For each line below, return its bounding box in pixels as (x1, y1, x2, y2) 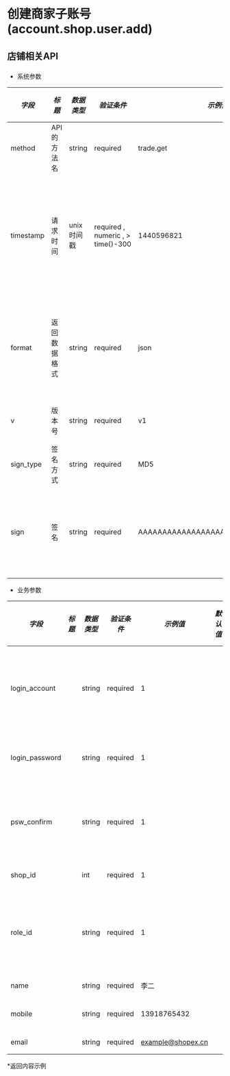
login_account (10, 683, 56, 693)
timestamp (10, 230, 45, 240)
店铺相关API (7, 50, 59, 62)
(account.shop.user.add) (7, 21, 153, 37)
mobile (10, 1009, 33, 1018)
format (10, 343, 32, 352)
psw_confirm (10, 817, 53, 827)
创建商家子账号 (7, 6, 92, 22)
